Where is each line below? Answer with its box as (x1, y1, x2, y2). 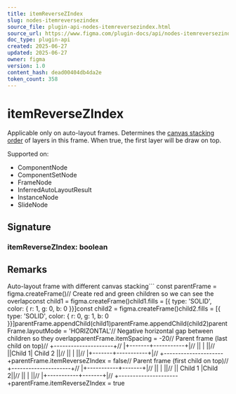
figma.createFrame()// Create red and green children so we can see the (7, 290, 214, 298)
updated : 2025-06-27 (7, 50, 68, 57)
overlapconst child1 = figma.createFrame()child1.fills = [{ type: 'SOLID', (7, 297, 212, 306)
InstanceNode (17, 193, 58, 202)
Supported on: (7, 150, 49, 158)
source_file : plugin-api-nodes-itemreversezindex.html (7, 23, 171, 30)
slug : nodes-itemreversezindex (7, 17, 99, 24)
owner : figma (7, 56, 46, 63)
